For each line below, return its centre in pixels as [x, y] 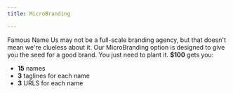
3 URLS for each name [50, 83]
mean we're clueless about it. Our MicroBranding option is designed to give [116, 47]
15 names [31, 68]
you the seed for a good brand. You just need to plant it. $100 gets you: [111, 55]
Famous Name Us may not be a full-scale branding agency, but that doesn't [117, 40]
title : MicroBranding [39, 14]
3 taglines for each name [53, 76]
